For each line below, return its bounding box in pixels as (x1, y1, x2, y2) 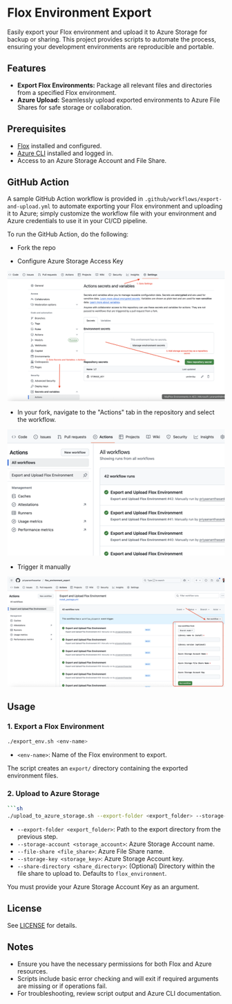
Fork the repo (17, 244, 57, 252)
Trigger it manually (17, 563, 71, 571)
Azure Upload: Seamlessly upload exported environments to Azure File (17, 96, 220, 104)
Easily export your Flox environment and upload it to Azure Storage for (7, 28, 208, 36)
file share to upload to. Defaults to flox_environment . (17, 870, 167, 878)
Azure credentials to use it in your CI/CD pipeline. (7, 217, 148, 225)
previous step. (17, 833, 59, 841)
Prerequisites (7, 123, 66, 135)
